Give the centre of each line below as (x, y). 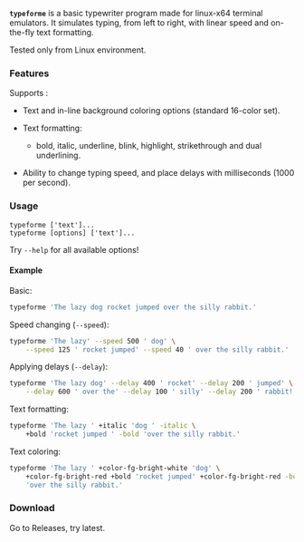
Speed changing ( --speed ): (59, 324)
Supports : (29, 93)
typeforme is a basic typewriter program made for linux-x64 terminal (136, 13)
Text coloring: (35, 451)
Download (33, 508)
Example (26, 270)
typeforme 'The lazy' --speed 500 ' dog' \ (93, 341)
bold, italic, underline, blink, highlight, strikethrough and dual (149, 146)
